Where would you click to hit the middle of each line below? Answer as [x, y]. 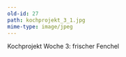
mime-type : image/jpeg [40, 26]
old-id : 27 [23, 14]
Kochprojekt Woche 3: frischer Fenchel [63, 47]
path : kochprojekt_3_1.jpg [46, 20]
